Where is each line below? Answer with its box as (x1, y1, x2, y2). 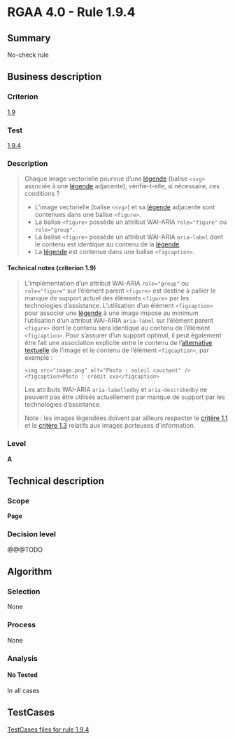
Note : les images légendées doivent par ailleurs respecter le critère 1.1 (24, 414, 228, 422)
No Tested (7, 671, 38, 679)
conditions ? (24, 190, 60, 198)
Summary (7, 32, 51, 44)
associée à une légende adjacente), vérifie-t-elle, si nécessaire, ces (24, 182, 220, 190)
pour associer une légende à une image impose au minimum (24, 309, 199, 317)
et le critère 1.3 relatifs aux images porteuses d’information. (24, 421, 196, 430)
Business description (7, 71, 102, 83)
